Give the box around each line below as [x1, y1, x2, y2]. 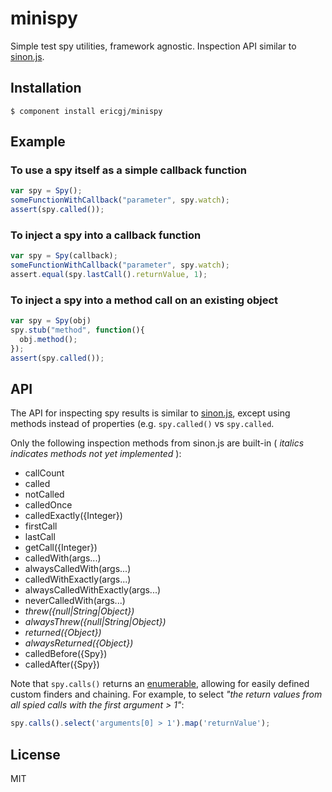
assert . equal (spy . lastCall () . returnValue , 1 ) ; [10, 270, 208, 280]
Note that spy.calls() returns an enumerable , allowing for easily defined [10, 678, 310, 690]
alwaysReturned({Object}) [24, 637, 134, 649]
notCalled [24, 488, 65, 501]
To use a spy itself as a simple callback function [10, 163, 247, 177]
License [10, 746, 61, 763]
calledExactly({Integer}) [24, 510, 123, 522]
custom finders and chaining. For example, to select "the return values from [10, 688, 323, 701]
